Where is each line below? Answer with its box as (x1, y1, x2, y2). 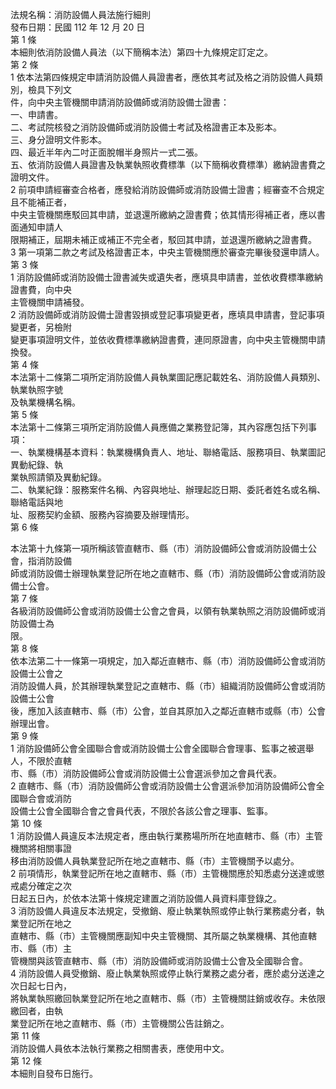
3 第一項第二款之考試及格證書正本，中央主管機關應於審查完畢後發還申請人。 (10, 246, 325, 258)
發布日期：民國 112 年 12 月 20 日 (10, 21, 146, 33)
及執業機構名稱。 (10, 396, 81, 408)
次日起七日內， (10, 980, 72, 992)
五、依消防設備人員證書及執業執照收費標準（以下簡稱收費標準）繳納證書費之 (10, 159, 326, 170)
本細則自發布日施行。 (10, 1068, 98, 1079)
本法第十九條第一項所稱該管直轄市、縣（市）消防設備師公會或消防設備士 (10, 543, 308, 554)
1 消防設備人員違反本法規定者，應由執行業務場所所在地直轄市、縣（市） (10, 830, 306, 842)
